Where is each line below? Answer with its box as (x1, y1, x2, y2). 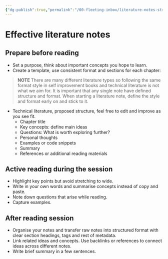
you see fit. (12, 113, 36, 119)
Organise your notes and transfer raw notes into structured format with (12, 227, 159, 233)
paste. (12, 188, 26, 195)
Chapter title (19, 118, 46, 124)
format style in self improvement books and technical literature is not (17, 82, 159, 88)
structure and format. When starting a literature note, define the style (17, 93, 160, 99)
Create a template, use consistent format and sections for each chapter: (12, 67, 161, 73)
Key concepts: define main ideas (19, 123, 87, 130)
